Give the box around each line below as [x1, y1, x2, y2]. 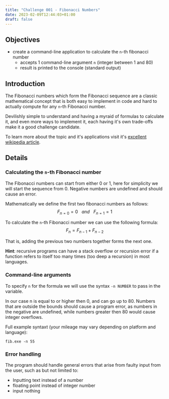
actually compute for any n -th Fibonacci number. [5, 104, 106, 109]
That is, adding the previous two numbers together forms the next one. [5, 238, 153, 244]
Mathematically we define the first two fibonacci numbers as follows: [5, 201, 149, 207]
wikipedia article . [5, 139, 41, 145]
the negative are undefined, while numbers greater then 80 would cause [5, 308, 155, 315]
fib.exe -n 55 [5, 339, 35, 344]
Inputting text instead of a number [12, 377, 84, 383]
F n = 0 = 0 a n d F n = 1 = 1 [57, 209, 112, 216]
